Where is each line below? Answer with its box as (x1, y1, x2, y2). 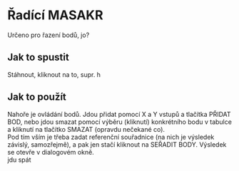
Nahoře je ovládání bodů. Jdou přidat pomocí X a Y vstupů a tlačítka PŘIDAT (7, 110, 231, 118)
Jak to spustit (7, 51, 69, 63)
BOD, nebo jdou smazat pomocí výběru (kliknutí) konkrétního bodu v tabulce (7, 118, 232, 126)
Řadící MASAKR (7, 7, 103, 24)
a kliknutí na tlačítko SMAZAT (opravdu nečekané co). (7, 125, 166, 133)
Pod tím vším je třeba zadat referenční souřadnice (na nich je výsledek (7, 133, 215, 141)
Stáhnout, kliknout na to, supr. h (7, 70, 101, 78)
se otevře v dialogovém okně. (7, 147, 94, 156)
